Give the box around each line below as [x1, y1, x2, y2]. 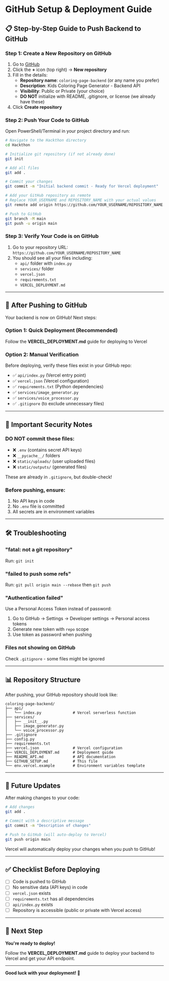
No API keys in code [12, 498, 55, 504]
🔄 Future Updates [5, 781, 61, 790]
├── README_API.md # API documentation [5, 754, 116, 759]
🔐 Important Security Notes [5, 420, 93, 429]
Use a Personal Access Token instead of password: [5, 606, 112, 612]
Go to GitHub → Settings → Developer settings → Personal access [12, 616, 150, 622]
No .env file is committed [12, 503, 65, 510]
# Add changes [5, 805, 35, 810]
